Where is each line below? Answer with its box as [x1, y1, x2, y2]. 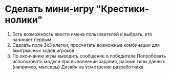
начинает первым [12, 36, 52, 43]
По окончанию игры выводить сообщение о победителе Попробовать [12, 52, 166, 59]
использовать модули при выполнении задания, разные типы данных [12, 58, 165, 64]
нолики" [5, 14, 43, 26]
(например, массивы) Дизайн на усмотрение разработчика [12, 64, 144, 70]
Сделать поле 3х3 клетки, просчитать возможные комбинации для [12, 42, 160, 48]
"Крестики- [96, 3, 149, 15]
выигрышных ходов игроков [12, 47, 75, 53]
